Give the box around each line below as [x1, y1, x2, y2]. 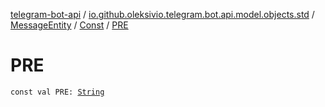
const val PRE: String [10, 87, 105, 97]
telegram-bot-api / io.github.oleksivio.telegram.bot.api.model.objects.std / [10, 9, 315, 20]
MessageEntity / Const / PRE [10, 19, 129, 31]
